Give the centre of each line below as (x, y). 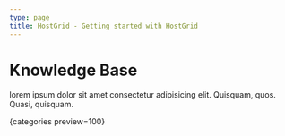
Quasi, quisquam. (42, 105)
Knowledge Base (73, 70)
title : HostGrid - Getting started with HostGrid (104, 26)
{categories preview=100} (57, 122)
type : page (30, 17)
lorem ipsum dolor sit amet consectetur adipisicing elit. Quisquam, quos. (142, 95)
